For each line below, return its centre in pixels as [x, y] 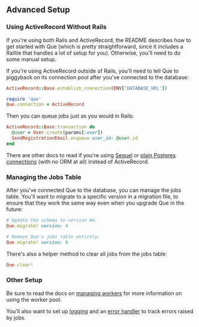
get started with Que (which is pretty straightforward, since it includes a [95, 46]
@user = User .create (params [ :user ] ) [57, 133]
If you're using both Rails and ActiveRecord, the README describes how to [99, 40]
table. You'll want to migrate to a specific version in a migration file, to [92, 197]
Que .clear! [20, 265]
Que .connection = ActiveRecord [45, 104]
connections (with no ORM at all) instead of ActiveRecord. [78, 161]
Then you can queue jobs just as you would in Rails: [70, 116]
